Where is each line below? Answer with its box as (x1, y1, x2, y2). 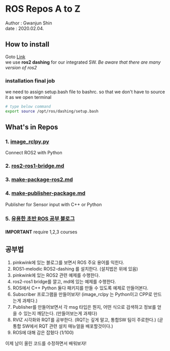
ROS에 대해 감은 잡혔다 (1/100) (12, 330, 74, 336)
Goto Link (5, 53, 25, 60)
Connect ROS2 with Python (5, 150, 62, 156)
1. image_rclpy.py (5, 138, 50, 145)
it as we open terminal (5, 94, 52, 100)
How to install (5, 40, 50, 49)
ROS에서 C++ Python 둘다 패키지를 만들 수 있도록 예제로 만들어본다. (12, 285, 149, 291)
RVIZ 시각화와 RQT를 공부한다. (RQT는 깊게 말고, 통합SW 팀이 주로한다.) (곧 (12, 317, 163, 323)
